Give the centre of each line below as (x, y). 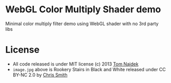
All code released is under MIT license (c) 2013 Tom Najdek (76, 64)
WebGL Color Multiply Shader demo (83, 9)
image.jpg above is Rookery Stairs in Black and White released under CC (89, 69)
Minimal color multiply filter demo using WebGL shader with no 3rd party (82, 24)
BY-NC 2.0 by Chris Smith (40, 75)
